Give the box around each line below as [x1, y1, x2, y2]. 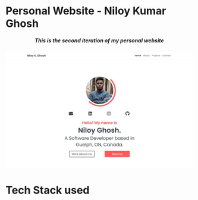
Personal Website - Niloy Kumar [5, 4, 166, 18]
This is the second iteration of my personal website [34, 37, 164, 44]
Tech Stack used [5, 183, 90, 197]
